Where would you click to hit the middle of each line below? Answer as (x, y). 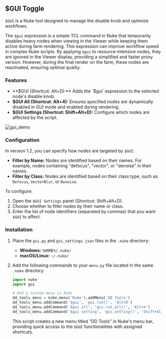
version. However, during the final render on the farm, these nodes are (77, 62)
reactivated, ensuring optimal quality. (43, 67)
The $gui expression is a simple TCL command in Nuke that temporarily (78, 35)
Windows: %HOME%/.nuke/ (46, 250)
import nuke (25, 280)
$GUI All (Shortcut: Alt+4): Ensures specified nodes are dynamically (83, 102)
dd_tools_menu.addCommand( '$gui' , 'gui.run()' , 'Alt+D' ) (72, 303)
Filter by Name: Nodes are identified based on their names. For (77, 161)
